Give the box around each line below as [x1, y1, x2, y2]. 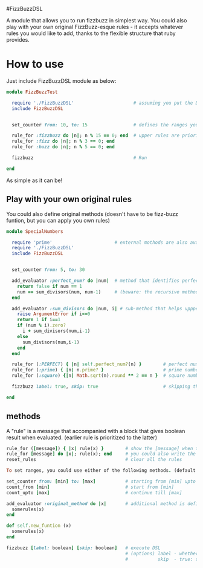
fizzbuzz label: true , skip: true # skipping [11, 384, 190, 390]
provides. [6, 36, 30, 43]
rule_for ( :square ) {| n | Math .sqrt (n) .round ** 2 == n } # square [11, 373, 185, 379]
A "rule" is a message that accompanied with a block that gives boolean [6, 427, 185, 434]
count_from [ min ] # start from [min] [6, 484, 174, 490]
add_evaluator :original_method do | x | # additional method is [6, 500, 185, 507]
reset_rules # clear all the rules [6, 457, 182, 463]
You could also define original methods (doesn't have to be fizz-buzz [6, 210, 178, 217]
